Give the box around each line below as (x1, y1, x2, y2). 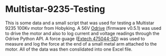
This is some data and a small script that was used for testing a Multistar (5, 20, 154, 26)
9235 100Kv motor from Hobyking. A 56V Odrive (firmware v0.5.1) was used (5, 25, 161, 31)
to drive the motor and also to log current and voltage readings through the (5, 30, 160, 36)
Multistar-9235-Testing (5, 3, 105, 15)
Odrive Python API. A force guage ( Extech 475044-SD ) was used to (5, 36, 145, 42)
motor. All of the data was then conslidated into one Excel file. (5, 46, 132, 52)
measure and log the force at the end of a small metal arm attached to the (5, 41, 157, 47)
